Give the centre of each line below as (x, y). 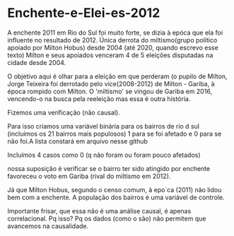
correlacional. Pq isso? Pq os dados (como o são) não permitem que (107, 218)
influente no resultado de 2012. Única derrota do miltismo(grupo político (112, 40)
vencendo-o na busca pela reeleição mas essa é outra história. (99, 99)
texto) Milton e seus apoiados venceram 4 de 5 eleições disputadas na (110, 55)
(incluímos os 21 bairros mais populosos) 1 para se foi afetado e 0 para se (115, 134)
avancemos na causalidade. (48, 226)
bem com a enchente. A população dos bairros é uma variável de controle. (116, 197)
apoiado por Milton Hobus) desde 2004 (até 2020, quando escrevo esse (113, 47)
